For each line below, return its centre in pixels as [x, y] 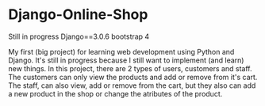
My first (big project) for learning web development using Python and [121, 51]
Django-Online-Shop [78, 15]
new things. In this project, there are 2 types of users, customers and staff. [130, 68]
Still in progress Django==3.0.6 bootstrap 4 [79, 36]
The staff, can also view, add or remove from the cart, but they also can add [132, 85]
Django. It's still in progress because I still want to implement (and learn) [126, 60]
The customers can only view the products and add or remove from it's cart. [133, 77]
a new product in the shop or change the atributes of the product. [115, 93]
